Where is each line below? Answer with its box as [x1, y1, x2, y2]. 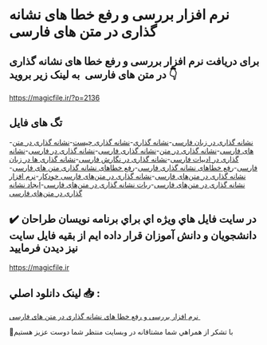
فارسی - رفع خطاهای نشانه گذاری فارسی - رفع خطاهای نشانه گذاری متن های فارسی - [9, 162, 258, 172]
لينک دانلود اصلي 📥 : [9, 287, 100, 300]
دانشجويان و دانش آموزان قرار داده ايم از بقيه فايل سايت [9, 229, 257, 243]
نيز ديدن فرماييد [9, 241, 78, 255]
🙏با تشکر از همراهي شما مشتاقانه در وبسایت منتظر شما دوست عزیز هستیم [9, 327, 234, 337]
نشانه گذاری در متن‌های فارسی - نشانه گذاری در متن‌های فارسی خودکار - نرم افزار [9, 171, 246, 180]
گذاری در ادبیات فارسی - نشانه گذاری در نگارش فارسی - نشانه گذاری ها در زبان [9, 154, 239, 164]
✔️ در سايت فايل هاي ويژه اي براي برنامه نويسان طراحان [9, 212, 257, 226]
